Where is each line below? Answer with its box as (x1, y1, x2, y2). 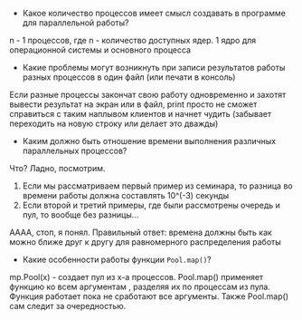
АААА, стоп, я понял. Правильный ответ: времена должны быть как (9, 227, 273, 238)
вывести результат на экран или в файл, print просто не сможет (9, 99, 258, 110)
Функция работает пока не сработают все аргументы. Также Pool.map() (9, 291, 289, 302)
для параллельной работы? (22, 17, 129, 28)
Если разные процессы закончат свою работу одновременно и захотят (9, 90, 287, 100)
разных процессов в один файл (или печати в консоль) (22, 72, 236, 82)
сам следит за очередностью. (9, 301, 127, 311)
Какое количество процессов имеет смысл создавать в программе (22, 8, 287, 18)
